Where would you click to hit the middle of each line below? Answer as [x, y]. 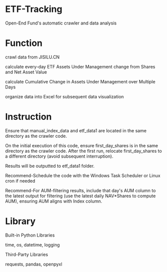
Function [24, 43]
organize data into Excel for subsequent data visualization [65, 96]
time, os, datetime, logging [32, 245]
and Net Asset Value [26, 72]
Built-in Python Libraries [30, 235]
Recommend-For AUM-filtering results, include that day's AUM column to [81, 190]
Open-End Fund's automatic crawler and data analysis [61, 23]
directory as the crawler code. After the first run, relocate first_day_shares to [83, 151]
